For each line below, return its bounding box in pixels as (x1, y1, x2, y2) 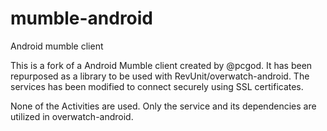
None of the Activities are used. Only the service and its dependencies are (10, 100, 317, 112)
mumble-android (10, 7, 154, 30)
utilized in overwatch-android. (10, 110, 134, 122)
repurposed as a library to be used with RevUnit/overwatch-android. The (10, 70, 310, 82)
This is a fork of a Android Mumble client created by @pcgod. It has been (10, 59, 313, 71)
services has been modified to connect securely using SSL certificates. (10, 80, 304, 92)
